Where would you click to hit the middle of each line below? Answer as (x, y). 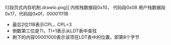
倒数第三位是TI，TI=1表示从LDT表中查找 (54, 31)
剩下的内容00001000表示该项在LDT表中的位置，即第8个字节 (76, 37)
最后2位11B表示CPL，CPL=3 (42, 25)
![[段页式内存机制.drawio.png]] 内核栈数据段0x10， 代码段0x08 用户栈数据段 (85, 7)
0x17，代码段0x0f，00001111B (37, 14)
